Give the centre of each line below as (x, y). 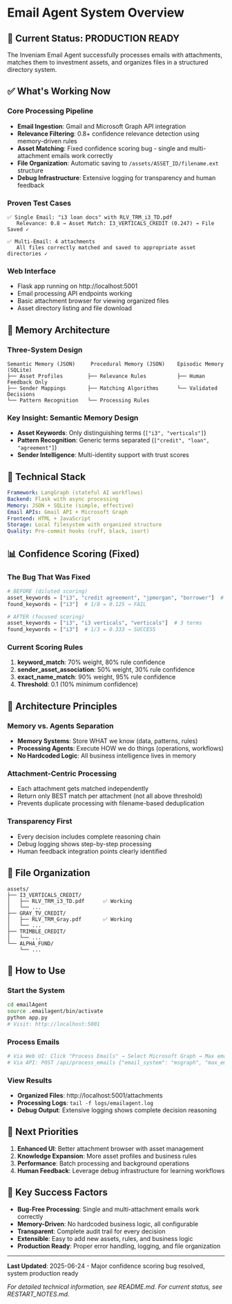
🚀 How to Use (36, 971)
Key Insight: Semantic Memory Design (73, 418)
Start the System (36, 990)
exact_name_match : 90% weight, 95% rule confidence (96, 677)
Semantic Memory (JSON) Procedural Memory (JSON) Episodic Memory (116, 364)
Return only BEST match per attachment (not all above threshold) (110, 796)
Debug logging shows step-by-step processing (84, 843)
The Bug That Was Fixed (49, 577)
